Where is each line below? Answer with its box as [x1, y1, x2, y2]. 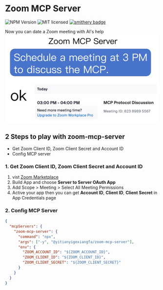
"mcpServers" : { [9, 224, 42, 229]
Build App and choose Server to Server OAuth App [12, 179, 116, 185]
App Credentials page [12, 195, 56, 201]
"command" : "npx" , [18, 234, 56, 239]
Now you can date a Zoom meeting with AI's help [5, 28, 104, 34]
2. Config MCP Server [5, 207, 58, 214]
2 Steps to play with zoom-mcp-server [5, 133, 125, 141]
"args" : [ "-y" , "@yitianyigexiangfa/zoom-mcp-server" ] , [18, 239, 134, 245]
